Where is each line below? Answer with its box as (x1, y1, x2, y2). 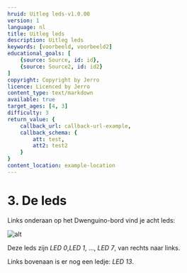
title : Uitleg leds (7, 30, 65, 38)
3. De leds (7, 192, 67, 208)
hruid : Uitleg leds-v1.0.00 (7, 10, 91, 18)
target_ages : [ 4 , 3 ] (7, 103, 69, 110)
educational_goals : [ (7, 50, 72, 57)
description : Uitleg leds (7, 37, 84, 44)
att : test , (33, 135, 65, 143)
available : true (7, 96, 55, 104)
